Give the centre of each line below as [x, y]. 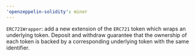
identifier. [18, 48]
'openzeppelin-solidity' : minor [47, 12]
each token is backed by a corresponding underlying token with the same [97, 41]
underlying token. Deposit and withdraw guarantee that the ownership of [97, 35]
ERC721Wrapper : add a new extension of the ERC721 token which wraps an [96, 29]
